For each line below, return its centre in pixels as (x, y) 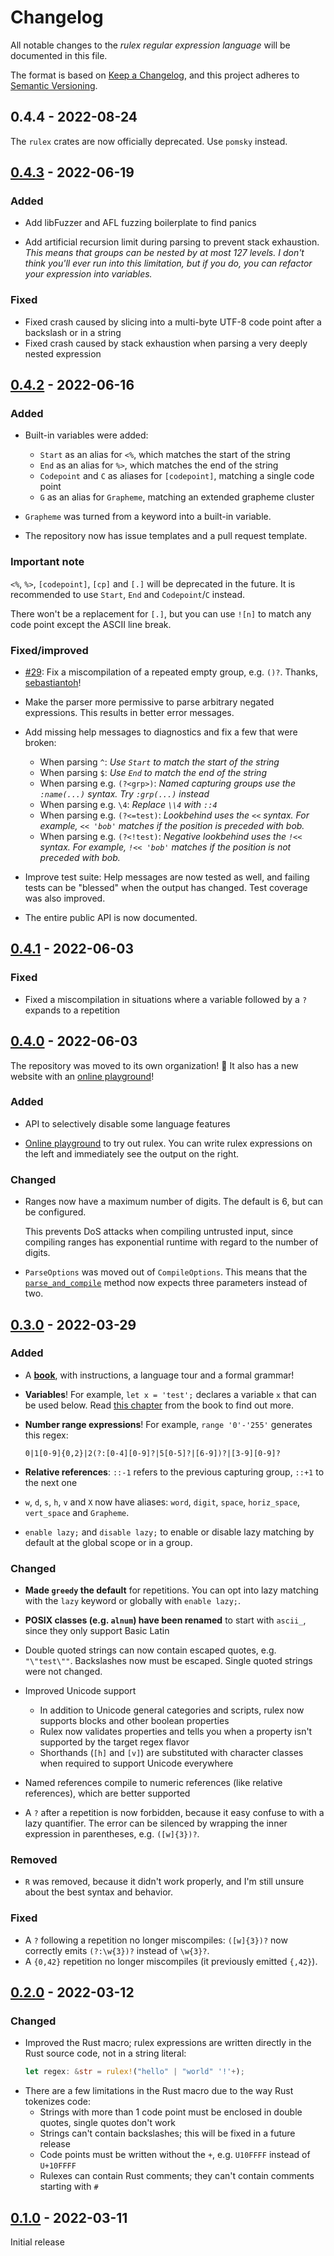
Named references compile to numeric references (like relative (153, 1783)
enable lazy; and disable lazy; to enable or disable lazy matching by (169, 1532)
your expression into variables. (88, 274)
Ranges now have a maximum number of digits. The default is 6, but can (173, 1202)
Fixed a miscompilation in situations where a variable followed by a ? (166, 999)
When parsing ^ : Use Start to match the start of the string (159, 762)
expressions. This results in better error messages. (129, 713)
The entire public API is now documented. (111, 918)
